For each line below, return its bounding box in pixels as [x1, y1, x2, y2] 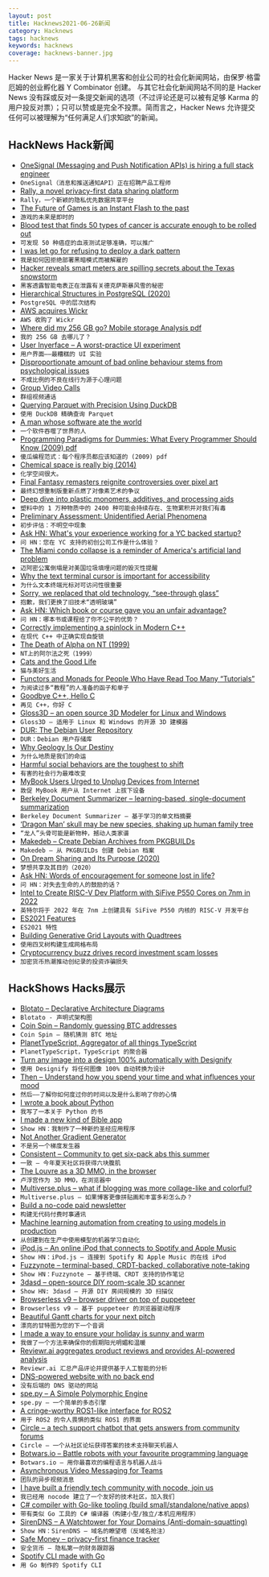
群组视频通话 [19, 392, 57, 401]
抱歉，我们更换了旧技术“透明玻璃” [19, 598, 118, 606]
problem [19, 553, 48, 564]
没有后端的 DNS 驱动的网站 [19, 1381, 99, 1389]
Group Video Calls [19, 383, 80, 392]
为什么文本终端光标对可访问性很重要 [19, 581, 122, 589]
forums [19, 1431, 44, 1441]
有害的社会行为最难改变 [19, 769, 87, 777]
